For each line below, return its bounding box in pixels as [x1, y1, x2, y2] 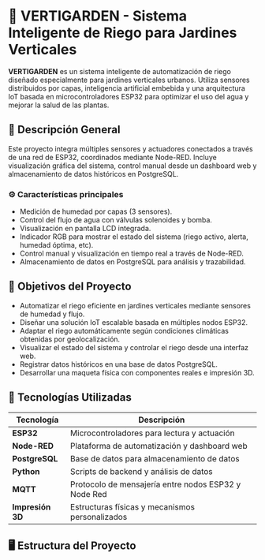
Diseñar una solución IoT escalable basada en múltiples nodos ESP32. [19, 317, 248, 327]
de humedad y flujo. [19, 309, 85, 319]
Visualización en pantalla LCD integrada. [19, 224, 151, 233]
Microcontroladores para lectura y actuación [69, 427, 235, 439]
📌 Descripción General [8, 123, 121, 136]
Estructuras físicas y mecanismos [69, 501, 196, 512]
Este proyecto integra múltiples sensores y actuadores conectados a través [8, 144, 254, 153]
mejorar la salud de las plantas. [8, 100, 110, 110]
